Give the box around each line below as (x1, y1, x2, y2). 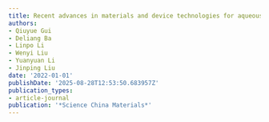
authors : (8, 19, 38, 27)
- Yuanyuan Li (8, 57, 56, 65)
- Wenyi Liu (8, 49, 48, 57)
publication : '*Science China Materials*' (8, 101, 152, 109)
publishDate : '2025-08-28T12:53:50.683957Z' (8, 79, 159, 87)
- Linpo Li (8, 42, 45, 50)
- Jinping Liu (8, 64, 56, 72)
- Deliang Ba (8, 34, 52, 43)
